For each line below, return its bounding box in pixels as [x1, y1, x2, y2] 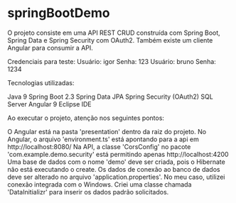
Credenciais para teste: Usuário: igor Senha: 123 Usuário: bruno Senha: [7, 57, 217, 65]
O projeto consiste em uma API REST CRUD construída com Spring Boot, [7, 28, 220, 37]
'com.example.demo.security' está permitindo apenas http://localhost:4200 [7, 150, 229, 158]
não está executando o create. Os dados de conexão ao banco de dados [7, 165, 220, 173]
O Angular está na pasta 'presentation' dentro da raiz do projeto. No [7, 127, 207, 136]
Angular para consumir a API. [7, 43, 94, 52]
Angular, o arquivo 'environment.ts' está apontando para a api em [7, 135, 199, 143]
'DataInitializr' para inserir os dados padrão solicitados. [7, 187, 169, 196]
